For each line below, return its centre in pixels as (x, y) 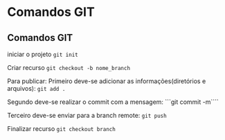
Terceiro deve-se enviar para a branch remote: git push (87, 115)
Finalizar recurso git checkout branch (61, 129)
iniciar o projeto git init (43, 54)
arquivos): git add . (36, 88)
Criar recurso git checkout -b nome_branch (69, 68)
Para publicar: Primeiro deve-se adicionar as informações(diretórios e (107, 81)
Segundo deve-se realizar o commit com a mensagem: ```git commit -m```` (113, 102)
